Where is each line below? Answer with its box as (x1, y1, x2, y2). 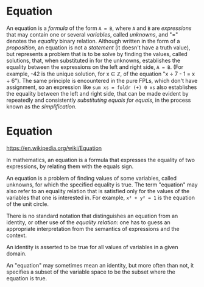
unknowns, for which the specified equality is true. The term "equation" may (6, 181, 198, 188)
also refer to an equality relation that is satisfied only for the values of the (6, 187, 190, 194)
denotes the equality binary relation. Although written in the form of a (6, 37, 180, 44)
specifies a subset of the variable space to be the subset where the (6, 268, 175, 275)
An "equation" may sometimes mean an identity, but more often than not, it (6, 261, 194, 269)
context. (6, 232, 27, 239)
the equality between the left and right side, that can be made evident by (6, 90, 189, 97)
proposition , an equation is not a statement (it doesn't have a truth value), (6, 44, 191, 51)
